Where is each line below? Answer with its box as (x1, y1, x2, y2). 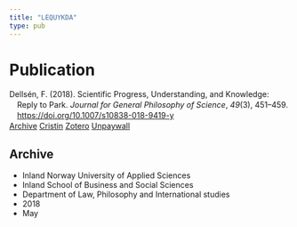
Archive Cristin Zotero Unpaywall (9, 121, 131, 132)
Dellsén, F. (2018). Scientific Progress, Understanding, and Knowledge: (9, 89, 269, 100)
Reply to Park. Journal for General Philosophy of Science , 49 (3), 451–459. (17, 100, 289, 110)
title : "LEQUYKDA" (9, 12, 77, 22)
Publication (9, 60, 95, 80)
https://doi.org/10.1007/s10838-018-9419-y (17, 110, 175, 121)
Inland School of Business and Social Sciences (21, 179, 194, 190)
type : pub (9, 21, 46, 30)
